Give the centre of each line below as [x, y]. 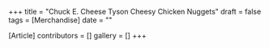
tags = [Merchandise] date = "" [60, 20]
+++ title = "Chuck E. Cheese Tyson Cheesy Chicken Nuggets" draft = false [135, 12]
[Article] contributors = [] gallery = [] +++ [78, 36]
